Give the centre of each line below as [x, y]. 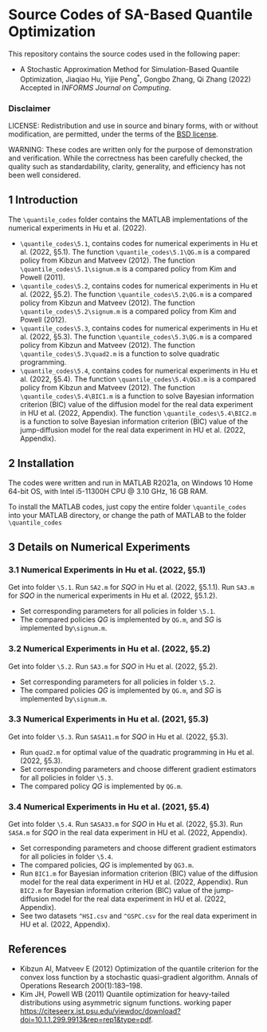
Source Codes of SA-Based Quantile [131, 15]
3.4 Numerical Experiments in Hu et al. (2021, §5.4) [109, 806]
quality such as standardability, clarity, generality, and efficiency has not [127, 166]
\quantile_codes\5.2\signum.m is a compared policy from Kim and [128, 311]
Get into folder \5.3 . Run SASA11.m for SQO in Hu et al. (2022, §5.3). [118, 737]
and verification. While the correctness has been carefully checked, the [126, 158]
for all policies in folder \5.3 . [67, 777]
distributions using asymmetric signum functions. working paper [126, 1002]
